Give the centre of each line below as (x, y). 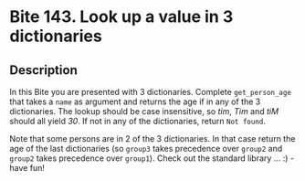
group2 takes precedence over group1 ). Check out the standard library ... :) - (152, 158)
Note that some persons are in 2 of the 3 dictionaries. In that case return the (152, 138)
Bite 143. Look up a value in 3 (121, 17)
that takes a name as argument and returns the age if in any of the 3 (135, 101)
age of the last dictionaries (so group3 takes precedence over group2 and (146, 149)
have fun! (27, 168)
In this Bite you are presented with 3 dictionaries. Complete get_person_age (151, 92)
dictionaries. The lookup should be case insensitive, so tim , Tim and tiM (144, 111)
